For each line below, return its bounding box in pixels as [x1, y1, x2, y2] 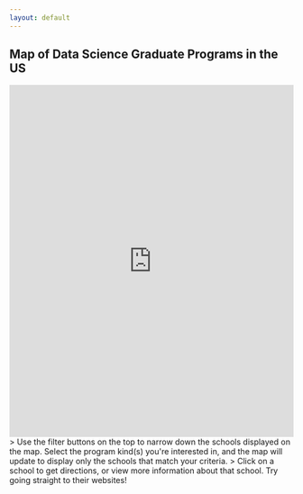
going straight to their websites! [9, 475, 128, 486]
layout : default [9, 13, 70, 23]
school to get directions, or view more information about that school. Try [9, 465, 279, 476]
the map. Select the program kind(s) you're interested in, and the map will [9, 446, 283, 457]
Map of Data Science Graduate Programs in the [9, 47, 279, 62]
